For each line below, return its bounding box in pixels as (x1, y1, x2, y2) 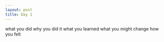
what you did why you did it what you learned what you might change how (5, 25, 159, 31)
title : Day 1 (5, 12, 33, 17)
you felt (5, 31, 21, 37)
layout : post (5, 7, 33, 12)
